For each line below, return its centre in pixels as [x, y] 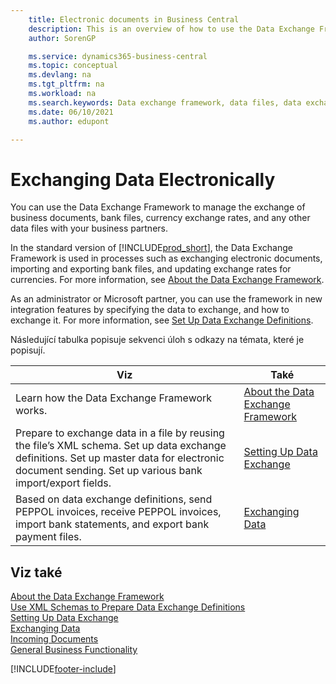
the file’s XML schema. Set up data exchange [121, 446]
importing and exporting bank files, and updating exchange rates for [151, 269]
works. [31, 411]
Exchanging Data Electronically [143, 179]
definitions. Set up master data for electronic [120, 458]
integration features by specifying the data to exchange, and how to [150, 310]
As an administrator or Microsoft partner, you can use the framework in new [166, 299]
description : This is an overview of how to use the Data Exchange [171, 29]
